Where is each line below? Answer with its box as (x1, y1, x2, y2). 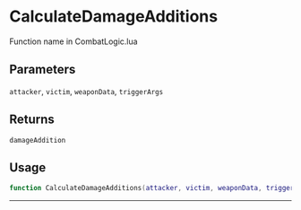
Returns (9, 112, 56, 127)
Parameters (9, 62, 76, 77)
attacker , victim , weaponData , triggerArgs (9, 85, 164, 96)
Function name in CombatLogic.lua (9, 36, 138, 47)
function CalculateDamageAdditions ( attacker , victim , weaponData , (9, 184, 262, 193)
